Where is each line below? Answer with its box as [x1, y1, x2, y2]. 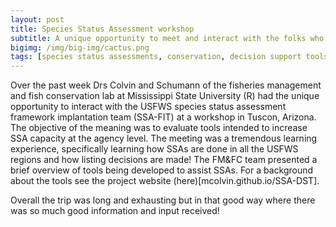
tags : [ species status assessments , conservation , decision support [10, 52, 302, 62]
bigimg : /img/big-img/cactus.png [10, 42, 150, 53]
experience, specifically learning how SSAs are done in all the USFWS [10, 143, 299, 155]
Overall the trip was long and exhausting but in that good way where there [10, 194, 316, 206]
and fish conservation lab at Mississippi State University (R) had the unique [10, 90, 320, 102]
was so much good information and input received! [10, 205, 220, 217]
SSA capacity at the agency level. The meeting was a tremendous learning [10, 132, 318, 145]
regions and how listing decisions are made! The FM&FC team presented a [10, 154, 318, 166]
